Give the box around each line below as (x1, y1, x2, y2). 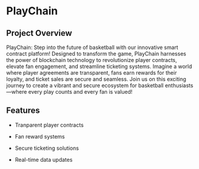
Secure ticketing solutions (14, 145, 79, 152)
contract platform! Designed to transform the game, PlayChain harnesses (6, 50, 186, 57)
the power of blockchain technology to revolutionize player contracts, (6, 57, 177, 63)
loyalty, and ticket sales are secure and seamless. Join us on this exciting (6, 76, 186, 82)
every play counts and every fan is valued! (28, 88, 133, 95)
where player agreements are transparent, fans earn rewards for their (6, 69, 177, 76)
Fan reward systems (14, 133, 65, 140)
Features (6, 106, 40, 116)
